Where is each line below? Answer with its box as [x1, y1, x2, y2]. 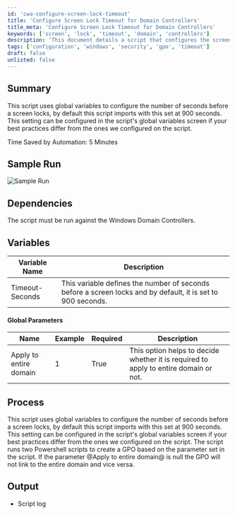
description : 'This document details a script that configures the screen [7, 37, 232, 44]
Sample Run [7, 158, 61, 170]
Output [7, 480, 39, 492]
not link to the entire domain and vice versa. [7, 461, 135, 469]
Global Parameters [7, 316, 63, 324]
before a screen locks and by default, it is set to [61, 287, 219, 297]
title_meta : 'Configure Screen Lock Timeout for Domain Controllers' [7, 23, 217, 30]
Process [7, 396, 44, 408]
